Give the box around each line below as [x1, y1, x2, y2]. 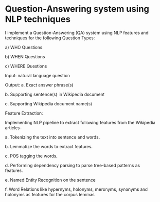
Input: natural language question [5, 72, 70, 78]
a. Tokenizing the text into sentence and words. [5, 134, 100, 140]
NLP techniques [5, 14, 71, 25]
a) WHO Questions [5, 44, 43, 50]
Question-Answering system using [5, 3, 150, 15]
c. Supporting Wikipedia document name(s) [5, 101, 92, 106]
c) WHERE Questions [5, 63, 47, 69]
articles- [5, 125, 22, 131]
